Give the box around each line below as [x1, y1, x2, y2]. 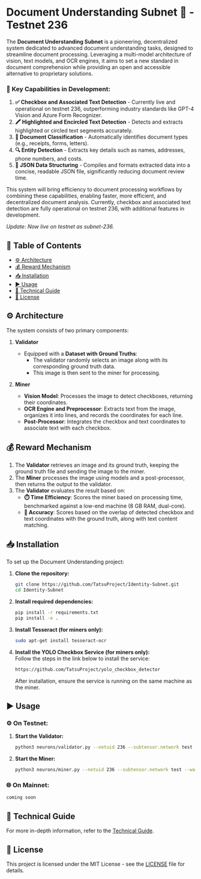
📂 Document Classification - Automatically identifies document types [14, 133, 188, 140]
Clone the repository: [14, 570, 70, 577]
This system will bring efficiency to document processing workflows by [6, 186, 182, 193]
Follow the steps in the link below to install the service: [14, 655, 150, 662]
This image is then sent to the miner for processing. [32, 369, 161, 376]
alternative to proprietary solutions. [6, 70, 93, 77]
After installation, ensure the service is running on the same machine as [14, 677, 192, 685]
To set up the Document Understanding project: [6, 558, 124, 566]
